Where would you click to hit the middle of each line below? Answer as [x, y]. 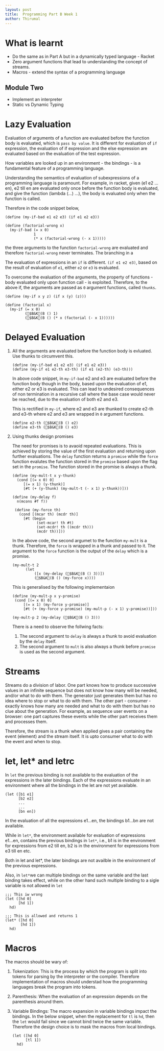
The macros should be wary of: [37, 962]
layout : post [18, 10]
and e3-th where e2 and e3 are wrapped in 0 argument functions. [78, 414]
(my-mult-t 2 [25, 565]
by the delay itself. [38, 641]
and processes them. [26, 722]
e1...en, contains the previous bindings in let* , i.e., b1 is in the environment [80, 840]
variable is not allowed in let [34, 885]
